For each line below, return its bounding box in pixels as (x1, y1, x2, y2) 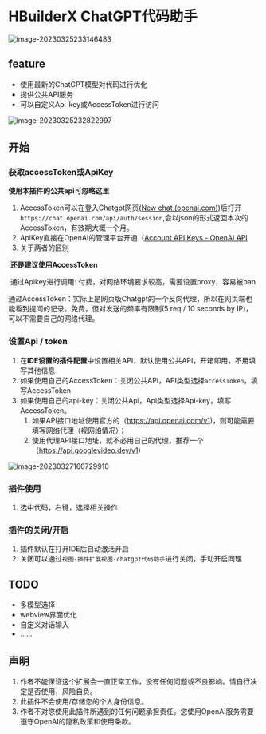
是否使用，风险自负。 (26, 686, 97, 696)
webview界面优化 (19, 610, 78, 620)
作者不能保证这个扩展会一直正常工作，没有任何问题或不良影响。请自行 (19, 676, 251, 686)
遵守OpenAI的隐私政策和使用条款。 (19, 716, 135, 726)
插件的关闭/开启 (8, 524, 69, 535)
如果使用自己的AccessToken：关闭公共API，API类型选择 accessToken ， (19, 375, 251, 385)
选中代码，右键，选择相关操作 (19, 502, 118, 512)
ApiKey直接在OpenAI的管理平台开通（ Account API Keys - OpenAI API (19, 233, 248, 243)
